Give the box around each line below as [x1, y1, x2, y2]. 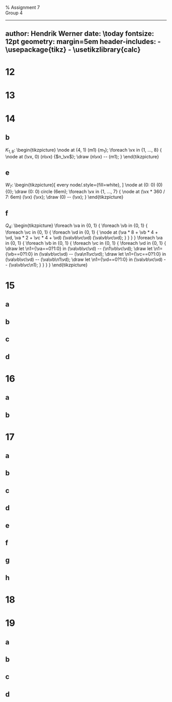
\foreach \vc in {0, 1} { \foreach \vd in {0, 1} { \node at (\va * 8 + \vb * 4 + [5, 229, 159, 235]
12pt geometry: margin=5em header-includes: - [5, 37, 161, 46]
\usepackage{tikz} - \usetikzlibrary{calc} [5, 46, 141, 54]
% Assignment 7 [5, 5, 40, 10]
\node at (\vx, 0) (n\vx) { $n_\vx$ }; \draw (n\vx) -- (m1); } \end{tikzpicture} [5, 153, 160, 159]
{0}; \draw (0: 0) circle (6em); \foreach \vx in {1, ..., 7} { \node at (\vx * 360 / [5, 189, 165, 195]
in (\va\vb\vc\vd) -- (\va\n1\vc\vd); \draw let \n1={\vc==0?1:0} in [34, 251, 166, 257]
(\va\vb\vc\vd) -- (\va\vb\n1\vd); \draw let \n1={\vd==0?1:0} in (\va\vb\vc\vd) [5, 256, 163, 262]
